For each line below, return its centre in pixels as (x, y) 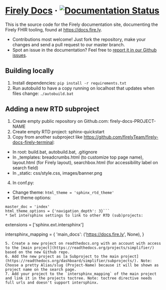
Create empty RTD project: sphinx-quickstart (58, 131)
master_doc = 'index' (28, 206)
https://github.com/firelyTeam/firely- (121, 137)
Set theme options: (32, 197)
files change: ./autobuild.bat (43, 93)
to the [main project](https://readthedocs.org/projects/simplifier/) (80, 248)
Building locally (30, 71)
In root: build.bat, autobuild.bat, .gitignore (55, 152)
